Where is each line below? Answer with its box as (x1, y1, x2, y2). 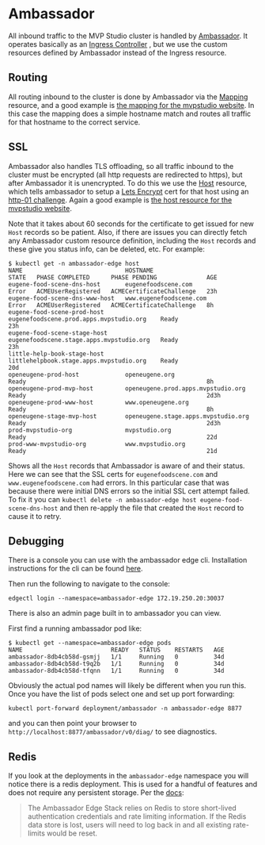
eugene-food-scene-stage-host (8, 328, 108, 337)
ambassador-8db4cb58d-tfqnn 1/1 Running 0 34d (8, 667, 225, 675)
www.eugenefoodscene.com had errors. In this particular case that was (8, 478, 229, 487)
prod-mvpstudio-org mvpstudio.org (8, 426, 172, 434)
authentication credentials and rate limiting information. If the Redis (27, 812, 247, 821)
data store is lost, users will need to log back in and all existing (27, 820, 232, 830)
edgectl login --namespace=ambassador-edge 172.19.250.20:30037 (8, 594, 225, 603)
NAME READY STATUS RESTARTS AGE (8, 646, 225, 655)
